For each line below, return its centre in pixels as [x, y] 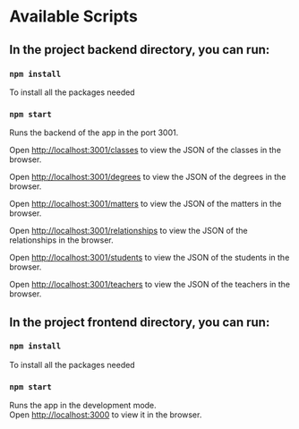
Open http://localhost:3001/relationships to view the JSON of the [128, 231]
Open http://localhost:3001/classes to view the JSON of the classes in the [145, 150]
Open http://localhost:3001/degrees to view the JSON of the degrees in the [148, 177]
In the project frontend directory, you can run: [140, 322]
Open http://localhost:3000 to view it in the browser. [106, 415]
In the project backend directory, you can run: [140, 50]
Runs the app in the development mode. [83, 406]
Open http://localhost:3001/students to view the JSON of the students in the [149, 258]
